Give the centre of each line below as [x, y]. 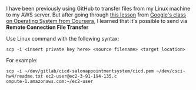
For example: [22, 60]
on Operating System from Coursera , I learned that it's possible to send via [97, 21]
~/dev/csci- [171, 71]
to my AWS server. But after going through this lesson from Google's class [96, 15]
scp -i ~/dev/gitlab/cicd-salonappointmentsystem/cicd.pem [80, 71]
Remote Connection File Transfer [47, 27]
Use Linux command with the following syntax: [63, 39]
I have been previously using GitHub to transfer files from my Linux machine [98, 9]
